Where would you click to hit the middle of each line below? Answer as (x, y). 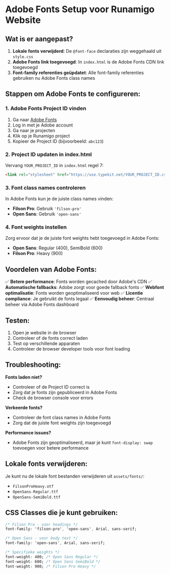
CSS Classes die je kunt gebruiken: (61, 513)
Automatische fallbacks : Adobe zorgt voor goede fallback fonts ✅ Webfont (85, 288)
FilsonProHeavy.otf (33, 486)
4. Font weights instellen (36, 227)
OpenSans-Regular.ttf (35, 492)
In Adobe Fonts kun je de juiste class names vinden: (59, 199)
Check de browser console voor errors (53, 398)
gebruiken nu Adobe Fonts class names (54, 78)
